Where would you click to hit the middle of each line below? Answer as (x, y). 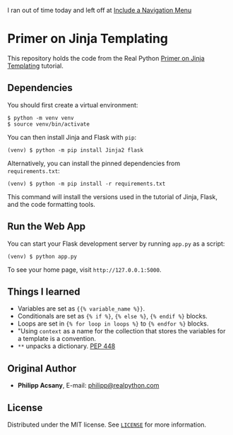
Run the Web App (47, 226)
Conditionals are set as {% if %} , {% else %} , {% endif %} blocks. (113, 316)
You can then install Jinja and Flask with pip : (72, 137)
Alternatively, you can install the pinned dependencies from (94, 163)
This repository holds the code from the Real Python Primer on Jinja (106, 58)
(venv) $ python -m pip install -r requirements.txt (86, 184)
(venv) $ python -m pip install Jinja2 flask (75, 150)
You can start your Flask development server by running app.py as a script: (116, 244)
